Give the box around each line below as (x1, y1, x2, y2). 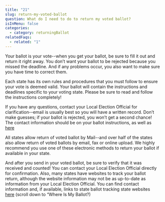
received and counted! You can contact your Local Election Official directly (5, 165, 157, 171)
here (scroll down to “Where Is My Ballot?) (5, 191, 91, 197)
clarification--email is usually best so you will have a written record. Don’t (5, 109, 154, 115)
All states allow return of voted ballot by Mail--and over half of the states (5, 134, 153, 140)
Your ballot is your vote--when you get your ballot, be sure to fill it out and (5, 53, 155, 59)
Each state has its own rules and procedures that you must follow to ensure (5, 78, 158, 84)
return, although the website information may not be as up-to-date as (5, 175, 146, 181)
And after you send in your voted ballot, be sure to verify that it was (5, 159, 142, 166)
